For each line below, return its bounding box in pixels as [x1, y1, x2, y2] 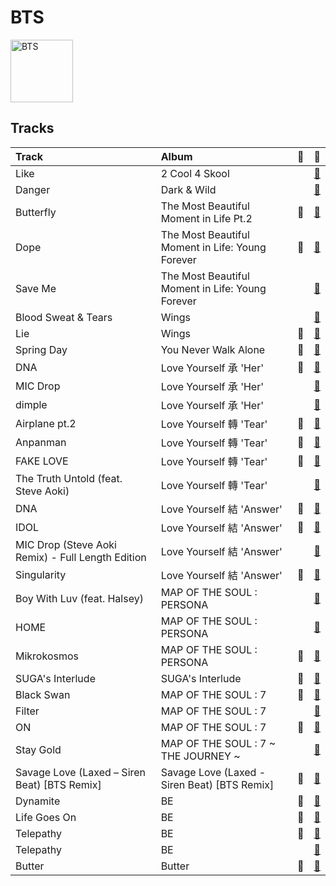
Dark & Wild [160, 182, 217, 196]
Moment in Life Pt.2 [160, 211, 253, 225]
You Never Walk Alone [160, 342, 266, 356]
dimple [15, 397, 48, 411]
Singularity [15, 567, 67, 581]
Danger [15, 182, 51, 196]
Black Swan [15, 687, 71, 701]
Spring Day [15, 342, 68, 356]
